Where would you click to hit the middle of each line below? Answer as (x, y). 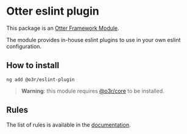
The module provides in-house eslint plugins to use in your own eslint (94, 40)
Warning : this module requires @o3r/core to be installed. (93, 91)
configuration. (24, 46)
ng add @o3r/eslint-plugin (41, 79)
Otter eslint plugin (53, 11)
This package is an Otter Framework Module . (63, 28)
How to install (33, 65)
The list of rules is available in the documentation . (69, 125)
